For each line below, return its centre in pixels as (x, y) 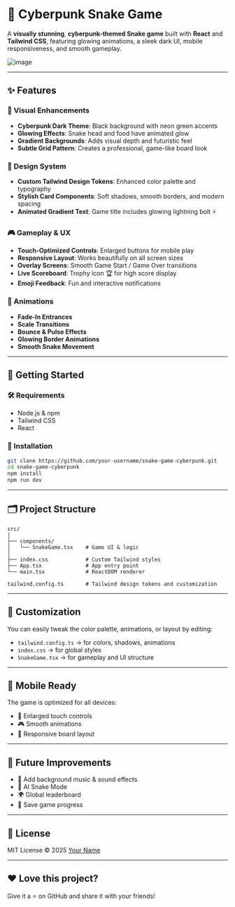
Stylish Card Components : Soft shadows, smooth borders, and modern (121, 196)
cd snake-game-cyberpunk (43, 467)
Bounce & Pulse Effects (52, 331)
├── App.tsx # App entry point (73, 566)
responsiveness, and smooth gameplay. (65, 48)
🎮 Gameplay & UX (39, 232)
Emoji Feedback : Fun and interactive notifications (89, 283)
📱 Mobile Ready (42, 686)
